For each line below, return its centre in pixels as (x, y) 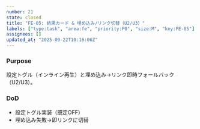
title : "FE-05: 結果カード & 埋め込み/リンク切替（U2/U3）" (76, 23)
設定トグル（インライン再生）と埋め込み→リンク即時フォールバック (90, 75)
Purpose (19, 61)
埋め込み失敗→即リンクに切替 (52, 120)
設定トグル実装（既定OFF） (49, 112)
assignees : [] (24, 34)
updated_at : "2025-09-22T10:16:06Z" (52, 40)
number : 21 (20, 12)
